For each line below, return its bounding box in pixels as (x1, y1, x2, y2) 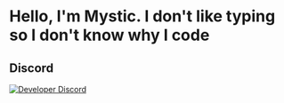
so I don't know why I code (9, 25, 210, 45)
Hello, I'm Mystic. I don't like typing (9, 6, 276, 27)
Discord (9, 60, 54, 75)
